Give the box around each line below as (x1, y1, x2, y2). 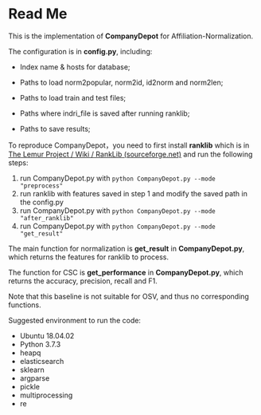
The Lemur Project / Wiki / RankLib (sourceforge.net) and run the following (8, 149, 253, 159)
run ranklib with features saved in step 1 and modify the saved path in (19, 188, 248, 198)
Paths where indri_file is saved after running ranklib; (19, 109, 190, 118)
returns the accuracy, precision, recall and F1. (8, 276, 158, 286)
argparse (19, 373, 50, 383)
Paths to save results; (19, 124, 91, 133)
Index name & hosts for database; (19, 61, 130, 72)
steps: (8, 157, 29, 168)
